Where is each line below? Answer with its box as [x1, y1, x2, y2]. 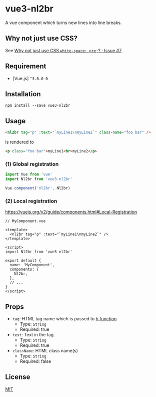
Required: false [19, 358, 51, 364]
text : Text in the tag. [12, 331, 55, 337]
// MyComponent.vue [5, 219, 46, 224]
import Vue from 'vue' [5, 172, 52, 177]
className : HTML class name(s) [12, 347, 78, 353]
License [5, 373, 30, 381]
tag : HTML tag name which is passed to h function [12, 315, 117, 321]
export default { [5, 258, 41, 263]
